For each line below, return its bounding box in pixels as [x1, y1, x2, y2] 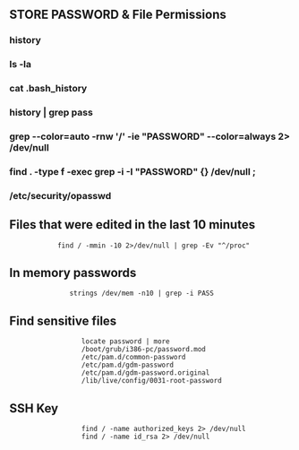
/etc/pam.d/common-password [81, 353, 186, 362]
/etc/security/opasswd [9, 189, 112, 202]
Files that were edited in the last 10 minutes [9, 217, 256, 232]
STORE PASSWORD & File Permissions [9, 7, 226, 22]
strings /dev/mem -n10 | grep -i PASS [69, 289, 215, 299]
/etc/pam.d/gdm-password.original [81, 368, 210, 377]
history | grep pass [9, 107, 94, 119]
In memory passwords [9, 265, 137, 281]
